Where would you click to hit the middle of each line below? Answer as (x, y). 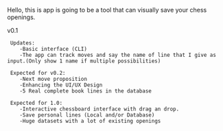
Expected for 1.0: (36, 103)
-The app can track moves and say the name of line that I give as (118, 55)
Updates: (23, 43)
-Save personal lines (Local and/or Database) (87, 115)
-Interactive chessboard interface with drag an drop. (99, 109)
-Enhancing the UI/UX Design (61, 85)
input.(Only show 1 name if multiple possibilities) (84, 61)
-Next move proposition (54, 79)
